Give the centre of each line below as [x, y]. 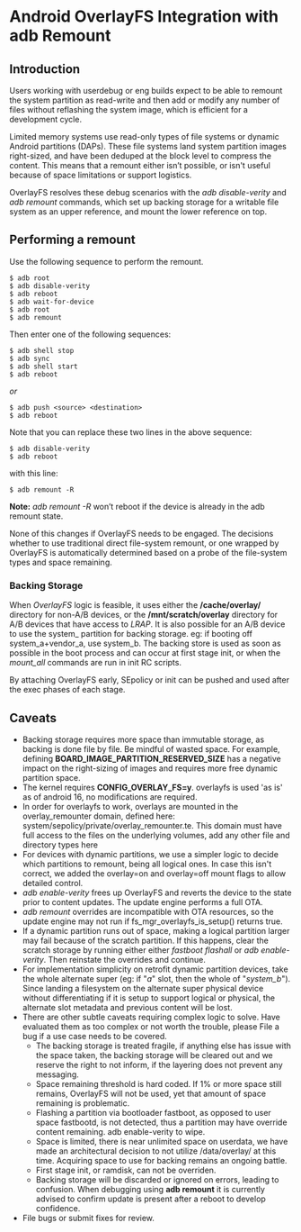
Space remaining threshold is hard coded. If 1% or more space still [159, 1083]
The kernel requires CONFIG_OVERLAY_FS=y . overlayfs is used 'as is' [152, 787]
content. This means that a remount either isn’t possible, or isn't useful [140, 165]
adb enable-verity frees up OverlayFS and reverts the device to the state [157, 892]
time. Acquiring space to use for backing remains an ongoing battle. [161, 1160]
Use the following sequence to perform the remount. [106, 261]
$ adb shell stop [42, 350]
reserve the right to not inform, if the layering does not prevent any [159, 1064]
